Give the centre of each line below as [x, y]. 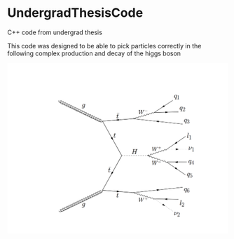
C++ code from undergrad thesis [55, 32]
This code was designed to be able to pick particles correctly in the [104, 46]
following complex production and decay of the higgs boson [94, 53]
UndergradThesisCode [75, 13]
